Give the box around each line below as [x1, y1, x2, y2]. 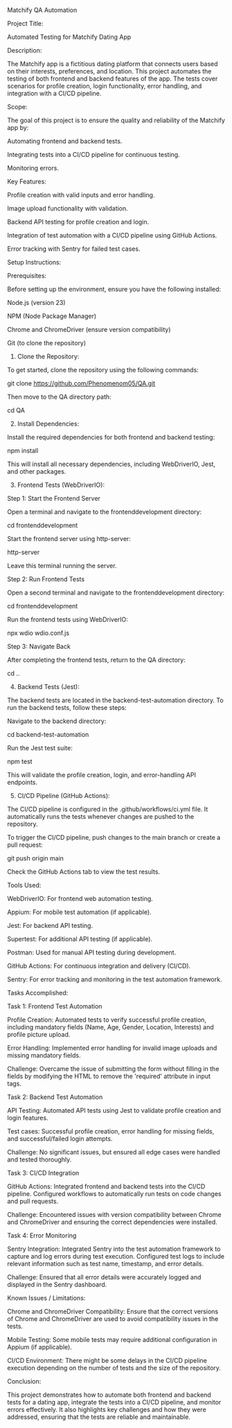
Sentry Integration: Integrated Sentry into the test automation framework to [7, 1245, 221, 1253]
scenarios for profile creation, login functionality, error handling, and [7, 82, 202, 90]
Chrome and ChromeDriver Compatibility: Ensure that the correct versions [7, 1307, 219, 1315]
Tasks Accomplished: [7, 989, 69, 997]
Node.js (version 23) [7, 299, 66, 306]
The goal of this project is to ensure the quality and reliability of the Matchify [7, 116, 225, 124]
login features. [7, 1114, 48, 1122]
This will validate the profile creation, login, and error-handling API [7, 771, 196, 779]
